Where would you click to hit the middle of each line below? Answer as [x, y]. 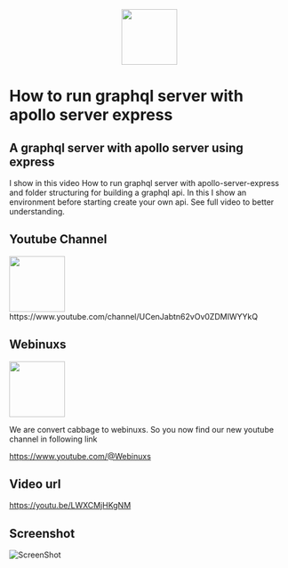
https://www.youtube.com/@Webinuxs [80, 456]
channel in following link [53, 439]
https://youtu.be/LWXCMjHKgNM [70, 506]
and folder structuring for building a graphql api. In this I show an [128, 192]
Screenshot [42, 533]
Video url [35, 484]
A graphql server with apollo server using [127, 147]
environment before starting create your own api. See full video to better [142, 202]
